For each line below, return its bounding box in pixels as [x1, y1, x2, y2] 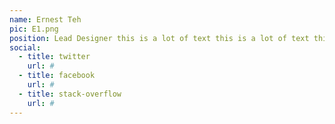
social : [9, 42, 42, 53]
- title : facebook [18, 71, 96, 81]
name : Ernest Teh [9, 14, 82, 25]
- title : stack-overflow [18, 89, 122, 99]
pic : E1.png [9, 24, 59, 34]
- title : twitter [18, 52, 91, 62]
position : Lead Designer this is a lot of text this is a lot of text [9, 33, 310, 43]
